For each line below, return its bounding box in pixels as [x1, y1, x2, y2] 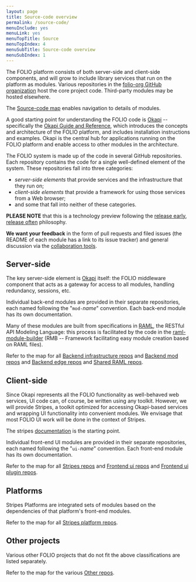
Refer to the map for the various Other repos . [6, 569, 115, 576]
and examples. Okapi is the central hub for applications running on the [6, 134, 176, 141]
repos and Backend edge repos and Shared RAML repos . [6, 359, 143, 366]
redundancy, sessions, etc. [6, 287, 71, 294]
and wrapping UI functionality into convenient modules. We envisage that [6, 410, 183, 417]
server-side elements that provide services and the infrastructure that [14, 176, 183, 183]
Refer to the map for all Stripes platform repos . [6, 519, 118, 526]
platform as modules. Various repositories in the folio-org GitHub [6, 80, 162, 88]
